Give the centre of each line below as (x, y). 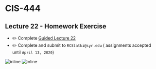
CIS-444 (23, 8)
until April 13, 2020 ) (33, 52)
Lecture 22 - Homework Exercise (56, 26)
